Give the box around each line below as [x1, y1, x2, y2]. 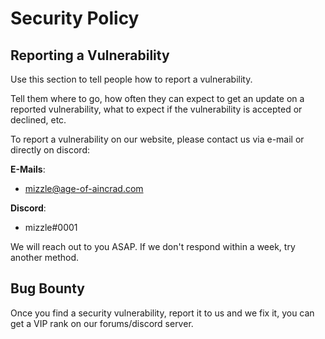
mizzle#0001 [24, 222, 78, 233]
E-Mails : [10, 163, 46, 175]
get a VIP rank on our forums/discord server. [10, 317, 194, 329]
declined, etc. [10, 114, 67, 126]
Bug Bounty [10, 280, 85, 297]
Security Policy [10, 7, 140, 30]
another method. [10, 252, 80, 263]
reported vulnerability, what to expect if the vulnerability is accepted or [10, 103, 303, 115]
